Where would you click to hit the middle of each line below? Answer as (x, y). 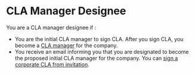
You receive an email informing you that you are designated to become (102, 51)
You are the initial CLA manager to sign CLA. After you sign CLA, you (99, 39)
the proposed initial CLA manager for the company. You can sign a (96, 58)
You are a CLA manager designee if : (51, 27)
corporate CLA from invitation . (52, 64)
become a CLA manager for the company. (66, 45)
